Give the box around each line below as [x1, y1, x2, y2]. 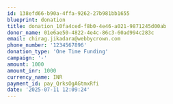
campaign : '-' [7, 55, 48, 62]
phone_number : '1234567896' [7, 42, 88, 49]
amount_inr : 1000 [7, 67, 57, 74]
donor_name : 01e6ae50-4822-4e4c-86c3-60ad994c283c [7, 29, 155, 36]
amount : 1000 [7, 61, 44, 68]
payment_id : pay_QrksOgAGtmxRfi [7, 80, 99, 87]
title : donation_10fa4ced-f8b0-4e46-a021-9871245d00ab [7, 23, 167, 29]
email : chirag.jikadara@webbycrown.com [7, 36, 121, 42]
